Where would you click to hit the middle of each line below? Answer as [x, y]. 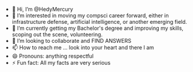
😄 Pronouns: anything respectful [53, 56]
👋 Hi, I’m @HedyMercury [43, 9]
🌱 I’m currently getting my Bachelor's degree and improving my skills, [98, 28]
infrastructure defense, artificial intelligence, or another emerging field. [99, 22]
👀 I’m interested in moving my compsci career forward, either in [90, 15]
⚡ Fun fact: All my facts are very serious [61, 63]
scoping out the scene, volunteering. [57, 35]
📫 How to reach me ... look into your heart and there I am [83, 47]
